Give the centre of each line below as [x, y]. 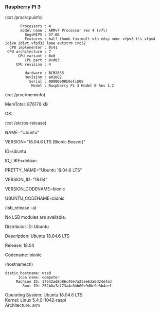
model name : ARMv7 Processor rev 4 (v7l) [64, 31]
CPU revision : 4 [33, 65]
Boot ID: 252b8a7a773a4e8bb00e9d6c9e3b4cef [67, 286]
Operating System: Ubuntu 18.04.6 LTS [44, 295]
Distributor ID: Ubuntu [27, 226]
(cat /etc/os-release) [26, 123]
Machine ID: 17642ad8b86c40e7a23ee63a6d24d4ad [64, 282]
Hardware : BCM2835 [44, 73]
